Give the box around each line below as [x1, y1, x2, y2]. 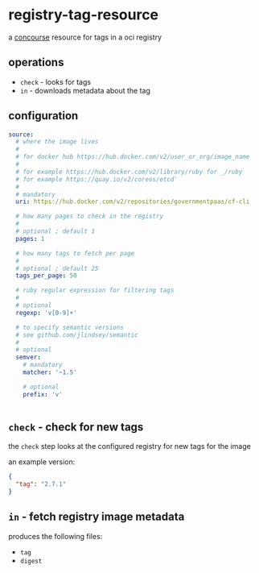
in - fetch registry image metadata [8, 510, 185, 524]
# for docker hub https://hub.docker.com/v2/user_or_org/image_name [15, 153, 250, 161]
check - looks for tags [19, 77, 91, 86]
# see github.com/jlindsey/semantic [15, 330, 138, 339]
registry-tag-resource [8, 6, 159, 24]
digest [19, 557, 43, 565]
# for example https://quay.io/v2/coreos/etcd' [15, 175, 179, 183]
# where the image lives [15, 138, 99, 146]
